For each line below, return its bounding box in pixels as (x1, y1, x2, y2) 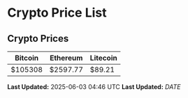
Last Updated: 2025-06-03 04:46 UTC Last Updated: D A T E (7, 83, 181, 91)
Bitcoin (15, 54, 39, 63)
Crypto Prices (7, 33, 69, 44)
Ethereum (50, 54, 83, 63)
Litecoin (89, 54, 117, 63)
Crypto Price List (7, 5, 107, 21)
